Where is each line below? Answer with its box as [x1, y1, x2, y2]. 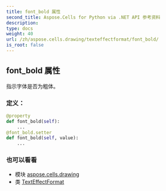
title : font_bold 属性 [6, 8, 61, 15]
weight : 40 [6, 31, 33, 37]
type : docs [6, 25, 33, 32]
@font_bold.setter [6, 130, 52, 135]
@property [6, 113, 31, 119]
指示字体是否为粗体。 [6, 82, 59, 90]
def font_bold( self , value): [6, 135, 79, 141]
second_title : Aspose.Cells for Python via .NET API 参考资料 [6, 14, 161, 20]
